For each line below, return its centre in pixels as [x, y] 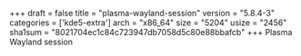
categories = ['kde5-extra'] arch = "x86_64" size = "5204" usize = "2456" [148, 23]
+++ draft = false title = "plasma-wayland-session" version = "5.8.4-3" [142, 13]
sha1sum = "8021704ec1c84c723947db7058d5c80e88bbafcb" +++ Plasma [151, 32]
